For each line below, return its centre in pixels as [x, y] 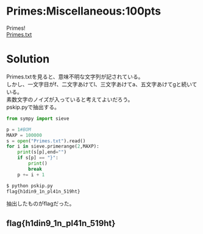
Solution [28, 59]
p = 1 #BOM [19, 129]
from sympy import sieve [38, 119]
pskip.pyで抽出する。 [33, 107]
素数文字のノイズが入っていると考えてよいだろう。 [70, 99]
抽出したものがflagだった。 [41, 204]
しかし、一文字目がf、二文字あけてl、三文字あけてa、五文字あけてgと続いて [102, 84]
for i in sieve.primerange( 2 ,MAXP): [53, 146]
